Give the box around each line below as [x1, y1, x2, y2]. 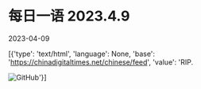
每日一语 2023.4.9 [8, 7, 130, 25]
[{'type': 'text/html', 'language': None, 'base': [8, 49, 156, 58]
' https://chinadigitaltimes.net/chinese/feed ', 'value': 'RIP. [8, 57, 193, 67]
